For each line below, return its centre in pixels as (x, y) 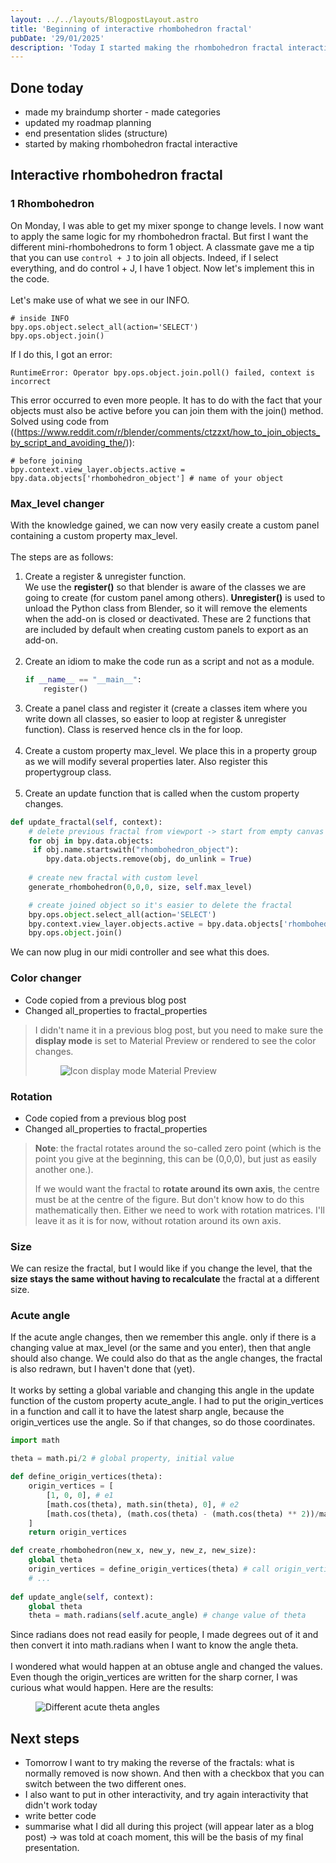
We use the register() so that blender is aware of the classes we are (165, 587)
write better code (60, 1816)
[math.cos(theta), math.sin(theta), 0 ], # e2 (143, 1504)
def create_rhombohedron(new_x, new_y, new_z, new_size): (133, 1551)
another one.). (64, 1169)
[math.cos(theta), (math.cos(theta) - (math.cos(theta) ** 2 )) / (183, 1514)
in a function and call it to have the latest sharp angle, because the (147, 1412)
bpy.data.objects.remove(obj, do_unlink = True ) (149, 859)
